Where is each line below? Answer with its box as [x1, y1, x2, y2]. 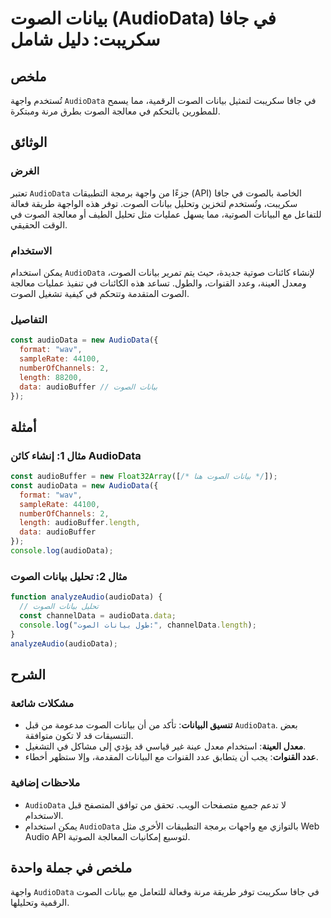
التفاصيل [10, 312, 48, 326]
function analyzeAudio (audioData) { [10, 592, 163, 602]
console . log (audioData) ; [10, 546, 114, 556]
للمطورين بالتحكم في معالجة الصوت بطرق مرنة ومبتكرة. [10, 105, 221, 117]
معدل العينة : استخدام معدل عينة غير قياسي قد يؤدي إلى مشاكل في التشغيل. [24, 740, 307, 752]
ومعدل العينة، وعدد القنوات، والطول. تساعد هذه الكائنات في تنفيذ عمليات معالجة [10, 277, 307, 289]
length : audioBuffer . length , [19, 518, 141, 528]
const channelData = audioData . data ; [19, 611, 177, 621]
